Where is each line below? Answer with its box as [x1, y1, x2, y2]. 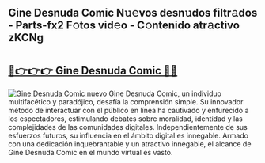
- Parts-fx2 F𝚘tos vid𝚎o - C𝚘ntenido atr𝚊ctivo [8, 19, 240, 32]
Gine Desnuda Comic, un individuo [108, 89, 222, 98]
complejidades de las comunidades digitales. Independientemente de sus [8, 123, 248, 131]
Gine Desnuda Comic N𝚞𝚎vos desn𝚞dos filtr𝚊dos [8, 6, 258, 20]
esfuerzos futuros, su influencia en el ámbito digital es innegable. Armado [8, 131, 249, 140]
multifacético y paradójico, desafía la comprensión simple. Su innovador [8, 97, 244, 106]
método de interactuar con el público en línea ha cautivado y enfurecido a [8, 106, 249, 115]
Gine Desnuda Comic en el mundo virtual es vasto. [8, 148, 173, 157]
